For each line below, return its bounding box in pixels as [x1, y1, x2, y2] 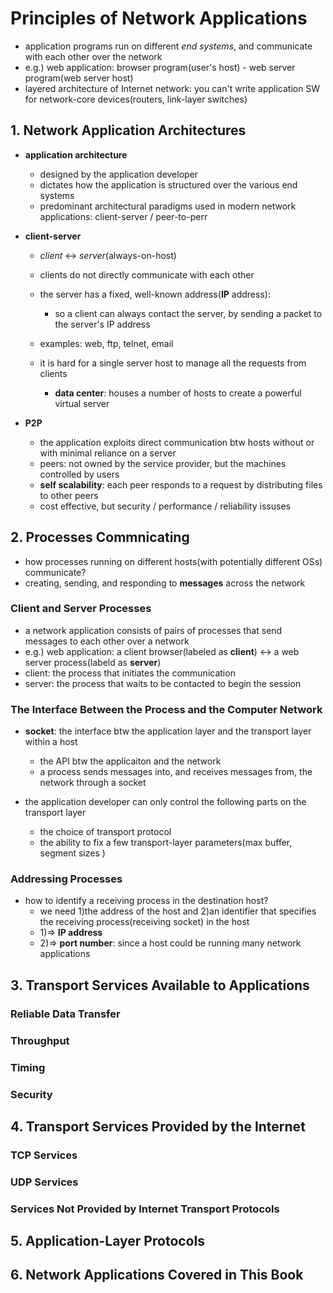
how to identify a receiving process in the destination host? [24, 895, 269, 907]
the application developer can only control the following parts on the [24, 796, 307, 808]
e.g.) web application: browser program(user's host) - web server [24, 61, 296, 73]
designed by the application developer [39, 168, 199, 180]
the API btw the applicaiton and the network [39, 755, 222, 767]
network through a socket [39, 777, 147, 789]
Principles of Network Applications [10, 7, 308, 30]
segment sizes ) [39, 847, 106, 859]
